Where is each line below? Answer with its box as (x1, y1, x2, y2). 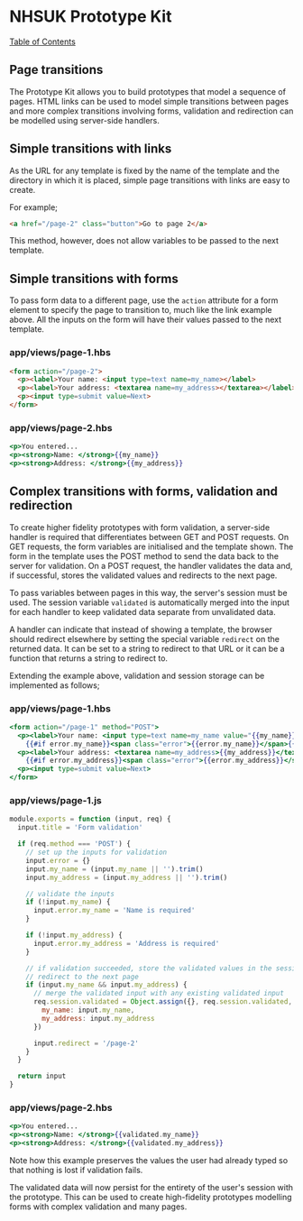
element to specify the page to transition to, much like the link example (9, 305, 272, 316)
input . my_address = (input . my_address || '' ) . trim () (25, 873, 228, 882)
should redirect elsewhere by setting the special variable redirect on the (9, 633, 280, 644)
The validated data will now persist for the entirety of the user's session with (9, 1181, 294, 1192)
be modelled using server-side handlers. (9, 115, 161, 125)
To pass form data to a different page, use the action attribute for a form (9, 295, 279, 306)
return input (17, 1071, 67, 1081)
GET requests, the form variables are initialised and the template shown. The (9, 541, 294, 552)
